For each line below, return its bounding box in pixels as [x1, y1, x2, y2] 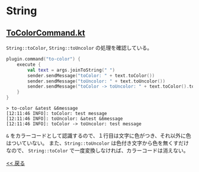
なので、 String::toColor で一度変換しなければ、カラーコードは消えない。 [6, 147, 189, 154]
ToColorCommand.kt [6, 28, 85, 38]
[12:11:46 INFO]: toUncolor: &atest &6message [6, 116, 123, 122]
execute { [17, 61, 41, 68]
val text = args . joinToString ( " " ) [27, 67, 115, 73]
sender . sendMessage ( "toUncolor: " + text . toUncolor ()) [27, 78, 166, 84]
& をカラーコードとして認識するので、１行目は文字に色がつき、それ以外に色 [6, 132, 191, 139]
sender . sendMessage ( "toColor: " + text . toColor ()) [27, 72, 155, 78]
